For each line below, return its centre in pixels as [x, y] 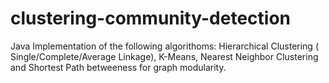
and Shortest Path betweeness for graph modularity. [118, 67]
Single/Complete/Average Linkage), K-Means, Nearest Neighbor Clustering [164, 56]
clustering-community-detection [150, 18]
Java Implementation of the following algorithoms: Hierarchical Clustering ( [164, 46]
